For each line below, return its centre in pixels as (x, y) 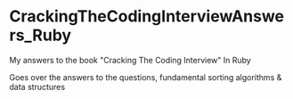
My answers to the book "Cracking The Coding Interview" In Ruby (130, 60)
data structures (37, 87)
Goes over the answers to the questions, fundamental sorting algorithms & (146, 77)
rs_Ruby (41, 35)
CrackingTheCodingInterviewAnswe (147, 16)
